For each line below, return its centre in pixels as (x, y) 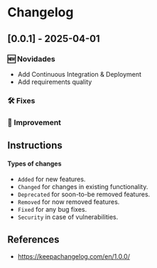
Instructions (35, 145)
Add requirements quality (55, 82)
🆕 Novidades (31, 59)
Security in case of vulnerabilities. (68, 217)
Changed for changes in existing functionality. (83, 187)
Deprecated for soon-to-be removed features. (84, 194)
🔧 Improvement (34, 122)
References (33, 239)
